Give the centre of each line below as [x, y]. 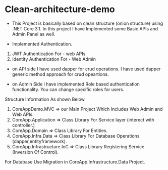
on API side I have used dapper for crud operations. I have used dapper [86, 69]
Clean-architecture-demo [60, 9]
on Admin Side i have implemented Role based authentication [76, 84]
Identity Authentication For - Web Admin [54, 59]
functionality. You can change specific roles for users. [68, 89]
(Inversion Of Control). [35, 152]
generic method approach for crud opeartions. [60, 74]
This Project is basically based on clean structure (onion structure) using [88, 23]
